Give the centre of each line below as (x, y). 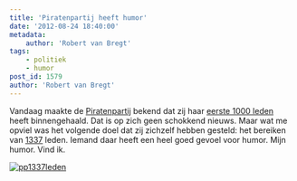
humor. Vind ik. (38, 149)
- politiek (46, 60)
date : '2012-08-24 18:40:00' (64, 26)
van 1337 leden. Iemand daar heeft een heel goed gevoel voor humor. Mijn (148, 139)
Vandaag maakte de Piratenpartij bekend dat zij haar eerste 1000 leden (142, 110)
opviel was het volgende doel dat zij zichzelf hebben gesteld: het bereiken (148, 130)
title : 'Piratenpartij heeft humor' (78, 18)
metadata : (28, 34)
